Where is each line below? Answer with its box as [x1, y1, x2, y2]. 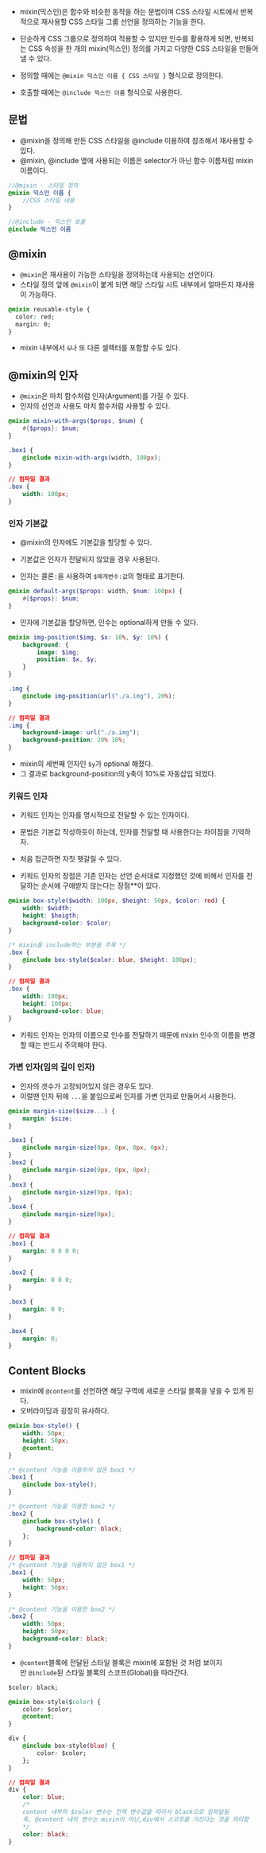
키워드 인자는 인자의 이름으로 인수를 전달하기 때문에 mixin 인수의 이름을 [19, 1030, 241, 1039]
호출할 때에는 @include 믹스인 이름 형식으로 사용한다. [19, 88, 183, 97]
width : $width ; [22, 905, 73, 913]
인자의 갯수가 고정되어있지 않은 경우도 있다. [19, 1081, 154, 1091]
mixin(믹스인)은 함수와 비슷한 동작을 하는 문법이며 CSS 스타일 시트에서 [19, 7, 239, 16]
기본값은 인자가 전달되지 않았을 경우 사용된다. [19, 554, 160, 564]
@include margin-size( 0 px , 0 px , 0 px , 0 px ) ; [22, 1143, 169, 1152]
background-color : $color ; [22, 919, 112, 928]
